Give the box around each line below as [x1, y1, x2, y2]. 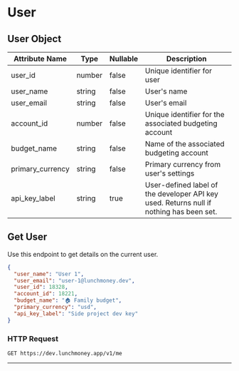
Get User [7, 231, 48, 243]
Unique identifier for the [144, 110, 225, 119]
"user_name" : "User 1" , [14, 270, 84, 278]
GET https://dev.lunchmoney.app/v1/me [7, 350, 122, 357]
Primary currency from [144, 160, 221, 169]
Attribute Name [14, 54, 68, 63]
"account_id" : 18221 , [14, 290, 78, 298]
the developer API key [144, 189, 218, 198]
